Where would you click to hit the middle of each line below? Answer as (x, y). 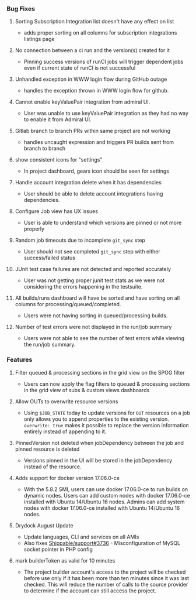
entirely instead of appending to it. (65, 431)
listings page (39, 39)
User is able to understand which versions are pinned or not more (103, 223)
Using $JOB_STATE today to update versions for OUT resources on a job (107, 413)
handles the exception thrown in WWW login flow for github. (96, 91)
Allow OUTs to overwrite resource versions (66, 401)
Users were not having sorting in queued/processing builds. (96, 316)
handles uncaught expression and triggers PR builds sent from (99, 142)
